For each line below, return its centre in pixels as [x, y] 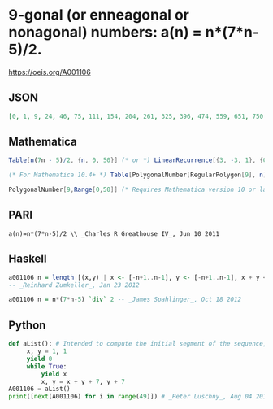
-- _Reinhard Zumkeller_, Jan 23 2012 [74, 285]
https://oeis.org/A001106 [50, 72]
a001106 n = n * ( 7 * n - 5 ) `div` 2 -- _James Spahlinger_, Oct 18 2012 [125, 300]
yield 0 [39, 359]
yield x [54, 374]
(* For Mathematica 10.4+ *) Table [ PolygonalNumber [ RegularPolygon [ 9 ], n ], [139, 175]
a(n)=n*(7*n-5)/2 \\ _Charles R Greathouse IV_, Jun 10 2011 [114, 233]
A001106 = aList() [39, 389]
